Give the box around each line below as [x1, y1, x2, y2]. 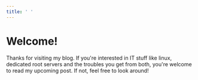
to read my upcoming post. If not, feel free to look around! [6, 67, 149, 74]
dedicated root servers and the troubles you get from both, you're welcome [6, 60, 193, 67]
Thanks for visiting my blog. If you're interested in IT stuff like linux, [6, 54, 172, 61]
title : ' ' [6, 8, 33, 15]
